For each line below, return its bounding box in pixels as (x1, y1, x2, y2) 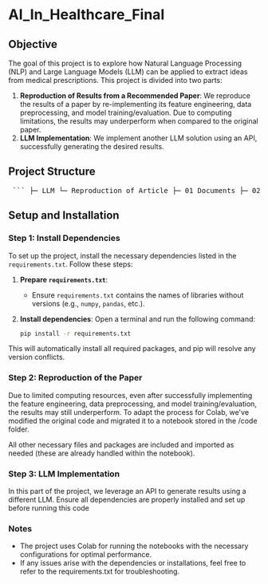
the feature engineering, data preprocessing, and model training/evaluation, (8, 399, 258, 408)
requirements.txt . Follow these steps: (8, 259, 133, 269)
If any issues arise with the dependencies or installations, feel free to (19, 558, 246, 568)
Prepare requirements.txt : (19, 274, 108, 284)
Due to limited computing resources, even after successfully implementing (8, 390, 253, 400)
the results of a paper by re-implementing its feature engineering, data (19, 100, 252, 109)
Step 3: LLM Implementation (8, 468, 120, 479)
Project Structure (8, 165, 96, 179)
